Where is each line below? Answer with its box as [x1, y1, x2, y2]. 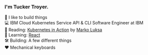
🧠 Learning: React [4, 32, 40, 38]
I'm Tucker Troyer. [4, 3, 49, 10]
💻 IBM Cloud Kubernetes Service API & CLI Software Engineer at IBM [4, 20, 144, 26]
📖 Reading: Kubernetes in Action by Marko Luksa [4, 27, 102, 33]
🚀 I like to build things [4, 15, 48, 20]
